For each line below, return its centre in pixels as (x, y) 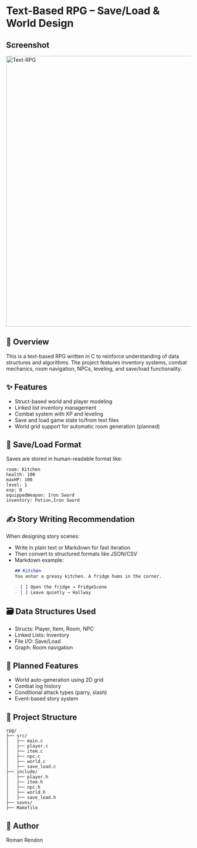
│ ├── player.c (27, 746)
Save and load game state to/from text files (67, 420)
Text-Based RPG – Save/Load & (83, 11)
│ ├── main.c (25, 741)
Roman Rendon (25, 840)
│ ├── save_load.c (31, 767)
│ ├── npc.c (23, 756)
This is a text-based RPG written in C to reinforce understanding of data (93, 356)
